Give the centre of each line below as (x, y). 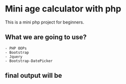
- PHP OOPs (16, 48)
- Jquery (14, 57)
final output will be (34, 76)
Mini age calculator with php (63, 9)
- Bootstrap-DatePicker (29, 61)
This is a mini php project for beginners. (45, 22)
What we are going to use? (46, 37)
